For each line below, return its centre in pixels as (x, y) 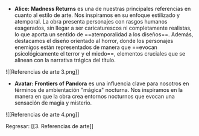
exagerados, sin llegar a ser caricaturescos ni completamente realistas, (103, 28)
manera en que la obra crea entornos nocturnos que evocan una (95, 96)
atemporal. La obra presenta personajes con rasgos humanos (91, 21)
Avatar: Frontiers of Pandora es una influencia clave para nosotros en (102, 83)
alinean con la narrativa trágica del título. (65, 60)
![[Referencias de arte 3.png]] (43, 72)
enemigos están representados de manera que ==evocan (86, 47)
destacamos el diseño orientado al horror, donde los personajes (94, 41)
